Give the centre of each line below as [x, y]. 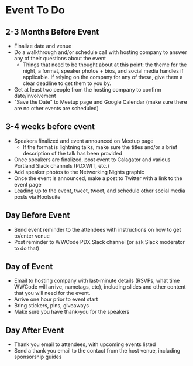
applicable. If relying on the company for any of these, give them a [103, 77]
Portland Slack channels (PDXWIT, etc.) [61, 165]
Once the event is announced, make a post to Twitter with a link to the [98, 178]
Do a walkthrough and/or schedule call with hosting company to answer [101, 52]
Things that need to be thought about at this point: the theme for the [105, 65]
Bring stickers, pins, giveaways [51, 306]
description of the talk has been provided [72, 153]
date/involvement [35, 96]
